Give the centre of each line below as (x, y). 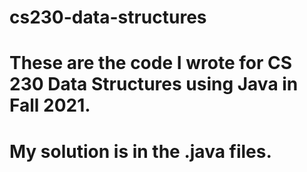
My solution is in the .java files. (140, 151)
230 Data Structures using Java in (154, 84)
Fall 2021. (50, 105)
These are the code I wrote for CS (151, 63)
